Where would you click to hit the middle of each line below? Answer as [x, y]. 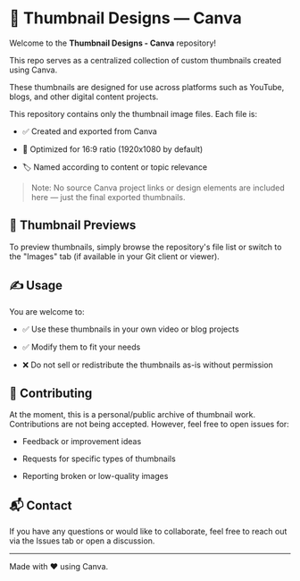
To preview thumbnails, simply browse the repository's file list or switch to [146, 247]
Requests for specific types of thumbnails [99, 459]
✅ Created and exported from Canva [90, 131]
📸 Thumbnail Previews [73, 226]
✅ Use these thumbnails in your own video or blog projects [130, 329]
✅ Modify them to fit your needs [81, 347]
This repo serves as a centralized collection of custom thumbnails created [146, 60]
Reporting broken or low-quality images [95, 476]
